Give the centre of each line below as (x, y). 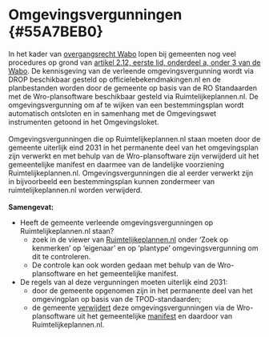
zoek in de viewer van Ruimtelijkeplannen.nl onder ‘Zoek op (130, 239)
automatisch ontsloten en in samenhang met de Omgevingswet (112, 113)
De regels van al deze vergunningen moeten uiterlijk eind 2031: (124, 282)
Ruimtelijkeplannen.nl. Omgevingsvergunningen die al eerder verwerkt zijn (131, 173)
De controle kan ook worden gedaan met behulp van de (124, 265)
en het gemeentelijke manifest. (128, 273)
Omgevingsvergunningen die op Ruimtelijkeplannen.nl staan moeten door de (134, 138)
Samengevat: (31, 207)
